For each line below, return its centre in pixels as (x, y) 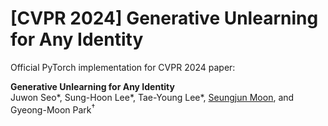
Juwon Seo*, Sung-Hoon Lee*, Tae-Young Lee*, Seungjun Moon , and (152, 97)
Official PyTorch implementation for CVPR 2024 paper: (123, 67)
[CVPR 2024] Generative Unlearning (164, 18)
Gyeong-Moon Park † (53, 109)
